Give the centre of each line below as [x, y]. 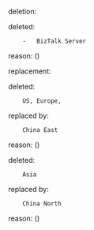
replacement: [30, 71]
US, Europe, [42, 101]
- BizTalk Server [55, 41]
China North [42, 204]
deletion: [23, 11]
